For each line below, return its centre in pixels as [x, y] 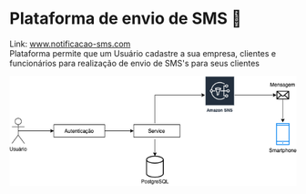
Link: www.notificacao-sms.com [70, 44]
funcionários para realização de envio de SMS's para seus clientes [135, 63]
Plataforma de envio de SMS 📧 [126, 19]
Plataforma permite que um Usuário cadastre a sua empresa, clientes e [143, 53]
